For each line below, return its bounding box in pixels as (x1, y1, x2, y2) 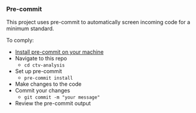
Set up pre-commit (14, 68, 62, 75)
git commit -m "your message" (24, 94, 101, 101)
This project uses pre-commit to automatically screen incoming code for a (6, 19, 191, 26)
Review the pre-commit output (14, 100, 91, 107)
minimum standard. (6, 25, 54, 32)
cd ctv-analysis (24, 62, 65, 68)
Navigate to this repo (14, 55, 68, 62)
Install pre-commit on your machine (14, 48, 104, 56)
